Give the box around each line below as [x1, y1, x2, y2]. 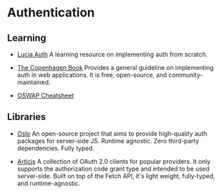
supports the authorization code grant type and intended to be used [16, 165, 210, 173]
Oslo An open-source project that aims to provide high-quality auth [16, 129, 208, 138]
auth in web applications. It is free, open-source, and [16, 71, 167, 79]
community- [168, 71, 203, 79]
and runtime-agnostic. [16, 179, 80, 187]
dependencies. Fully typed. [16, 144, 95, 152]
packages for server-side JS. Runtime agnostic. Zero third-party [16, 136, 199, 145]
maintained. [16, 78, 51, 86]
